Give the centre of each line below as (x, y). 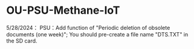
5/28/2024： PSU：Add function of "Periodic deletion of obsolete (88, 27)
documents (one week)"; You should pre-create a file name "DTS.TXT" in (97, 34)
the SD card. (22, 41)
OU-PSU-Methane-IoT (63, 10)
